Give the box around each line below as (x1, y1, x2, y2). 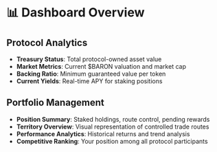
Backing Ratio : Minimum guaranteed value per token (16, 69, 166, 78)
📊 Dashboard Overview (6, 5, 145, 21)
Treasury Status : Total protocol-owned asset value (16, 55, 162, 63)
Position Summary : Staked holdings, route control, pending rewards (16, 115, 210, 123)
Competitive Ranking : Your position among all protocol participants (16, 137, 208, 145)
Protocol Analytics (6, 36, 88, 48)
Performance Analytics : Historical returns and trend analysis (16, 129, 190, 138)
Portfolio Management (6, 97, 104, 109)
